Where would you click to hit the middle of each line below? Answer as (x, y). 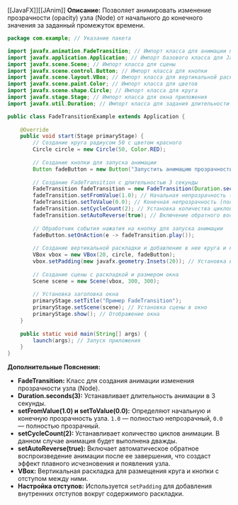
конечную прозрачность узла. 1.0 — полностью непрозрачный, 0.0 (120, 419)
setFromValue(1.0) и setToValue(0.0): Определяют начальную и (114, 411)
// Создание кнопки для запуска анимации (95, 162)
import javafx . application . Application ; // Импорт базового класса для (115, 57)
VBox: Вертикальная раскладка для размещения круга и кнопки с (118, 471)
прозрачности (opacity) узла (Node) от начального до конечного (105, 18)
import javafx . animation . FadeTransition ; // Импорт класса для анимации (117, 51)
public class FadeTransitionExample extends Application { (96, 116)
